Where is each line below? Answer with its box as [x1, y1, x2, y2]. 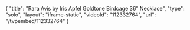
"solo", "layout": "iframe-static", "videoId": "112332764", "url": [5, 11, 156, 18]
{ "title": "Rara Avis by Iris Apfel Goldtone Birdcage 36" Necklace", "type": [5, 5, 185, 12]
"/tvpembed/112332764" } [5, 18, 69, 24]
